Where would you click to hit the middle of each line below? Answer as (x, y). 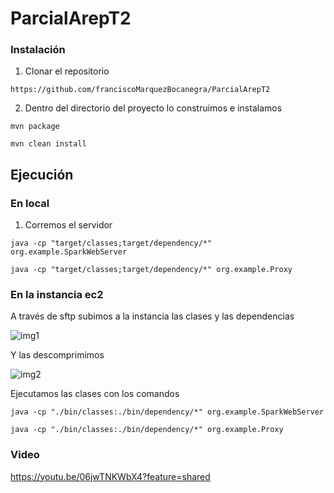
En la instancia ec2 (57, 295)
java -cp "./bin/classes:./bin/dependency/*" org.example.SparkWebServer (167, 412)
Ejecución (42, 174)
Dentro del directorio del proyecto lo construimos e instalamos (153, 108)
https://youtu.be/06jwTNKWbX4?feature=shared (110, 476)
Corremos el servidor (68, 225)
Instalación (38, 50)
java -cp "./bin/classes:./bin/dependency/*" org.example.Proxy (147, 430)
